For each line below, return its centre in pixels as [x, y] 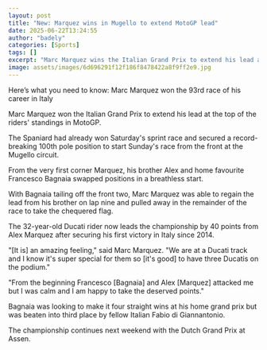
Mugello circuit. [34, 154]
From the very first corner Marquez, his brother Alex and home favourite [126, 170]
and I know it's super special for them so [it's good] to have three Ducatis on [133, 259]
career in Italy [31, 98]
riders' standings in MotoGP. [55, 122]
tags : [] [23, 52]
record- [246, 138]
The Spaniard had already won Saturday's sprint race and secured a [120, 138]
